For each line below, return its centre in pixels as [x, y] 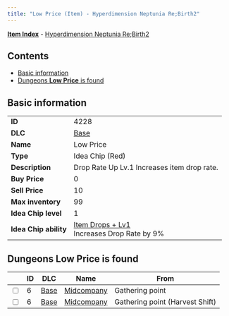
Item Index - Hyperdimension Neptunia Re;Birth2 [78, 34]
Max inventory [36, 202]
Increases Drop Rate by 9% [119, 233]
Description [31, 168]
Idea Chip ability [39, 229]
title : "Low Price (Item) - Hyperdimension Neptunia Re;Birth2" [104, 14]
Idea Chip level [36, 214]
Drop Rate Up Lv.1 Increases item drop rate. [146, 168]
